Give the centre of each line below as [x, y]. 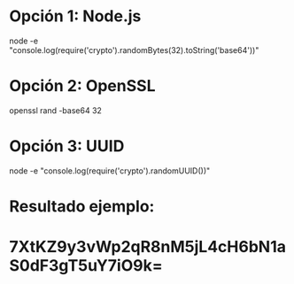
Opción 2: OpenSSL [82, 86]
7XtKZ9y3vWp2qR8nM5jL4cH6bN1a [147, 247]
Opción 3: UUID [67, 146]
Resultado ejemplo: [82, 206]
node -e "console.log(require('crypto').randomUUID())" [110, 171]
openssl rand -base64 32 [55, 110]
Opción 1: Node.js [75, 16]
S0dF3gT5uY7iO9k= [86, 266]
